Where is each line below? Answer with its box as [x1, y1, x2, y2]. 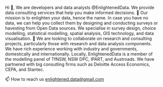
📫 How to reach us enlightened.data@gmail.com [5, 76, 104, 82]
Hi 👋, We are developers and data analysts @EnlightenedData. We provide [5, 5, 155, 10]
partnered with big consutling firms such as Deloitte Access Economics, [5, 61, 150, 67]
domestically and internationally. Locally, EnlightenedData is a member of [5, 51, 153, 57]
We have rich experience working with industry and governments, [5, 46, 138, 52]
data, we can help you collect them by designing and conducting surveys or [5, 20, 158, 26]
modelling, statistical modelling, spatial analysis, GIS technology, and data [5, 31, 154, 36]
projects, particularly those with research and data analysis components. [5, 41, 152, 46]
